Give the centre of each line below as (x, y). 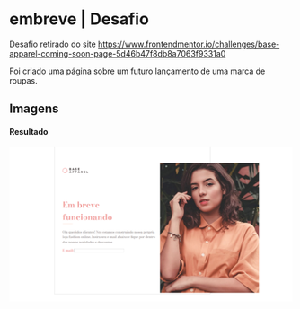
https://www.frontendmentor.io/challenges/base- (189, 44)
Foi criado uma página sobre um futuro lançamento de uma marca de (137, 71)
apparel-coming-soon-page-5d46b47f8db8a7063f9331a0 (118, 53)
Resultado (29, 131)
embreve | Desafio (79, 19)
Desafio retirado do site (53, 44)
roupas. (23, 80)
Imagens (34, 109)
